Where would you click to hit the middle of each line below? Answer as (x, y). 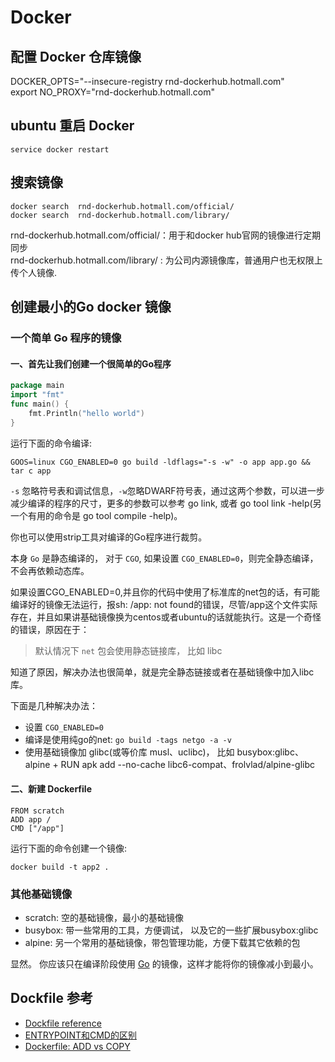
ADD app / (31, 819)
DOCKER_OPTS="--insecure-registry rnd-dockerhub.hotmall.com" (147, 81)
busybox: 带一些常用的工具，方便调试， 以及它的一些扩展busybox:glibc (171, 930)
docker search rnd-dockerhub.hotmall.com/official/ (122, 206)
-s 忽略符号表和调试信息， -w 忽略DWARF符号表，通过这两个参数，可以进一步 (167, 490)
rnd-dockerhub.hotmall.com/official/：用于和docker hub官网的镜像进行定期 (165, 235)
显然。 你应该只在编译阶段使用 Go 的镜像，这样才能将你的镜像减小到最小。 (164, 964)
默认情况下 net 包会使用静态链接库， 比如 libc (128, 650)
